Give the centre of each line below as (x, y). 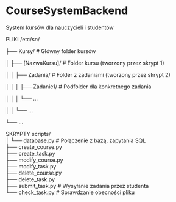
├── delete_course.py (34, 173)
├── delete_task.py (30, 179)
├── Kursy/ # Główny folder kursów (51, 51)
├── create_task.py (30, 153)
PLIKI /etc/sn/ (23, 39)
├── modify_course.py (34, 160)
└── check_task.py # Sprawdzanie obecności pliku (70, 192)
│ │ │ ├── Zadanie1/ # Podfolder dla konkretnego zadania (79, 87)
